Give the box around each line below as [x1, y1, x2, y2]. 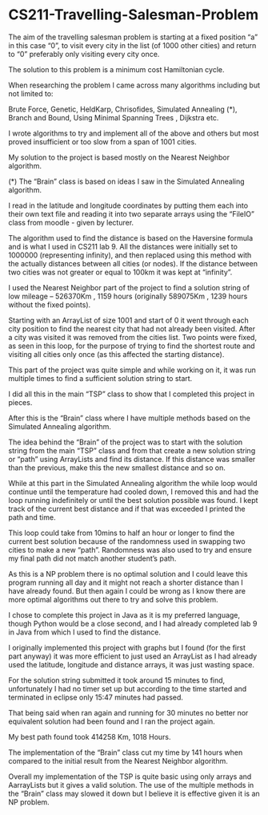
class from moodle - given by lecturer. [8, 217, 134, 227]
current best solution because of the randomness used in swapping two [8, 536, 246, 546]
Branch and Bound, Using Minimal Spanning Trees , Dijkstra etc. [8, 112, 219, 122]
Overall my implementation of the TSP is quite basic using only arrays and [8, 772, 252, 781]
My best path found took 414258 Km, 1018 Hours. [8, 732, 171, 741]
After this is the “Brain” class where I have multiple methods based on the [8, 413, 250, 423]
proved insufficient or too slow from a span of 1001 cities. [8, 136, 198, 146]
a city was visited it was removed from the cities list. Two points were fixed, [8, 332, 258, 342]
